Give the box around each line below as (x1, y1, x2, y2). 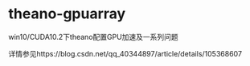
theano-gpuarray (8, 5, 126, 23)
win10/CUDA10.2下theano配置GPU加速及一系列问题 (8, 32, 178, 41)
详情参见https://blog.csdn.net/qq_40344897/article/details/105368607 (8, 49, 243, 58)
